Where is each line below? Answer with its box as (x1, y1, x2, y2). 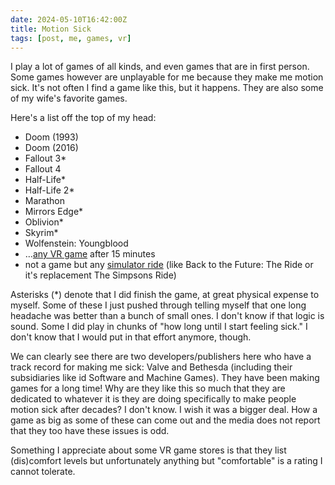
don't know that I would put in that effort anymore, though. (10, 331, 252, 343)
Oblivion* (24, 216, 64, 228)
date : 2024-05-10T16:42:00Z (10, 14, 128, 25)
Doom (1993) (24, 131, 79, 143)
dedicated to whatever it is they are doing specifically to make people (10, 393, 297, 405)
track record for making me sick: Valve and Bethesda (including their (10, 361, 293, 373)
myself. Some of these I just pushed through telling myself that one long (10, 299, 307, 311)
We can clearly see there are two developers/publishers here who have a (10, 351, 312, 363)
